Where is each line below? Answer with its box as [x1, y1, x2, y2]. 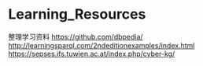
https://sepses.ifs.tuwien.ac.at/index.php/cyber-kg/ [8, 49, 175, 58]
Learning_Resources [8, 5, 146, 23]
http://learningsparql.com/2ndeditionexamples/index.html [8, 40, 195, 50]
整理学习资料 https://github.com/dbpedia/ [8, 32, 143, 41]
